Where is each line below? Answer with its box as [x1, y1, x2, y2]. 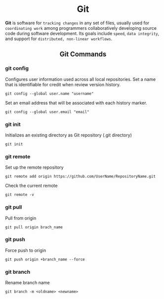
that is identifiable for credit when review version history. [5, 81, 121, 87]
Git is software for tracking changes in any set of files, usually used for [5, 20, 150, 26]
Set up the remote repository [5, 165, 64, 171]
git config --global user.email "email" [5, 109, 90, 115]
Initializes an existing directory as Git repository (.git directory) [5, 132, 132, 138]
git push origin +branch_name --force [5, 257, 85, 262]
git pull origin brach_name [5, 225, 63, 230]
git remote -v [5, 192, 35, 197]
